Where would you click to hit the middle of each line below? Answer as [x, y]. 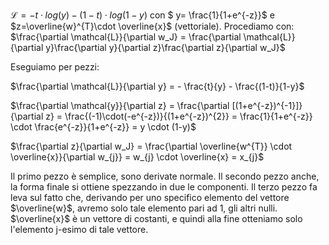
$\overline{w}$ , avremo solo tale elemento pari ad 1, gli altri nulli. [144, 208]
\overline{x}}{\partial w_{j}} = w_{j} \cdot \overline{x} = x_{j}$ [137, 157]
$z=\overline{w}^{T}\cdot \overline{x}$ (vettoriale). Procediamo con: [152, 26]
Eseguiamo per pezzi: [55, 67]
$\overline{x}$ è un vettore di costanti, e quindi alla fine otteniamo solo [156, 218]
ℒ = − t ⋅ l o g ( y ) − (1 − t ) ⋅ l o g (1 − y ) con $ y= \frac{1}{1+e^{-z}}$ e [142, 15]
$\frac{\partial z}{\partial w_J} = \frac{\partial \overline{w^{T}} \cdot [151, 146]
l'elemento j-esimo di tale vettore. [79, 229]
